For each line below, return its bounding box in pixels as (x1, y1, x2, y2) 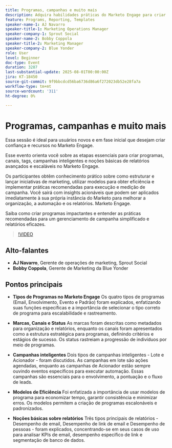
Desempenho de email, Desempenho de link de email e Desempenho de (12, 420, 165, 426)
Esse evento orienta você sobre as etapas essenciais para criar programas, (5, 152, 164, 159)
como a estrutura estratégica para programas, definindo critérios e (12, 330, 154, 337)
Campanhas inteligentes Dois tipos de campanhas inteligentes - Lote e (12, 352, 164, 358)
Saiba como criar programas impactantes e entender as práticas (5, 210, 141, 217)
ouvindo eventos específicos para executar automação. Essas (12, 368, 144, 374)
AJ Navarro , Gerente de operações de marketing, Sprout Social (12, 260, 147, 266)
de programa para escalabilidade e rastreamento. (12, 310, 117, 316)
